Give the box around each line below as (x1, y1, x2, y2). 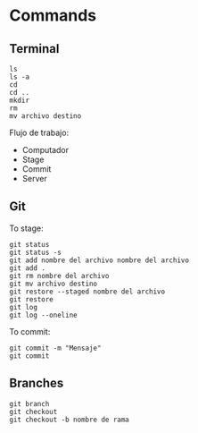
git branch (9, 399, 50, 408)
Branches (9, 376, 64, 391)
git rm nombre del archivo (9, 271, 110, 280)
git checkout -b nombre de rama (9, 415, 129, 424)
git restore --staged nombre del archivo (9, 287, 166, 296)
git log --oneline (9, 310, 78, 319)
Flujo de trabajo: (9, 127, 70, 138)
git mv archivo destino (9, 279, 98, 288)
